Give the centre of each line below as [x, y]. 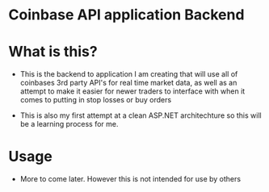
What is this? [53, 52]
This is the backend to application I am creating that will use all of [129, 74]
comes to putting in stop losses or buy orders [96, 100]
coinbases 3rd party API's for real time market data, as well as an [128, 83]
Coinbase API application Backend [126, 15]
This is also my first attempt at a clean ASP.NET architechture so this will [141, 115]
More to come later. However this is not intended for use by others [130, 179]
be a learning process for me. [69, 124]
